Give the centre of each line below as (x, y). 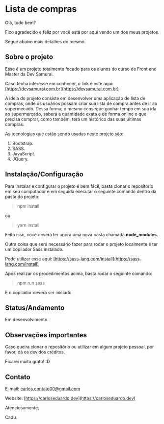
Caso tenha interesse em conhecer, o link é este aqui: (59, 83)
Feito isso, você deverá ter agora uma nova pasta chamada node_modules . (82, 234)
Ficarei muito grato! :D (27, 362)
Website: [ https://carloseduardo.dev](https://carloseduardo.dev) (70, 398)
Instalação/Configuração (44, 174)
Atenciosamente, (22, 408)
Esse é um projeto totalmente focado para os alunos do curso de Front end (81, 69)
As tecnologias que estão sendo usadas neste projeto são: (64, 134)
